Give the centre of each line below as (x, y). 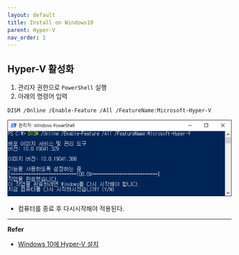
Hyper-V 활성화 (41, 69)
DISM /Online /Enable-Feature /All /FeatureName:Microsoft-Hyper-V (110, 111)
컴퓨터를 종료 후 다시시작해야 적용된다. (71, 209)
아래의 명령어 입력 (42, 97)
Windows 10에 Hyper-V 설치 (58, 244)
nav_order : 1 (27, 38)
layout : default (31, 15)
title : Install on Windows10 (51, 22)
